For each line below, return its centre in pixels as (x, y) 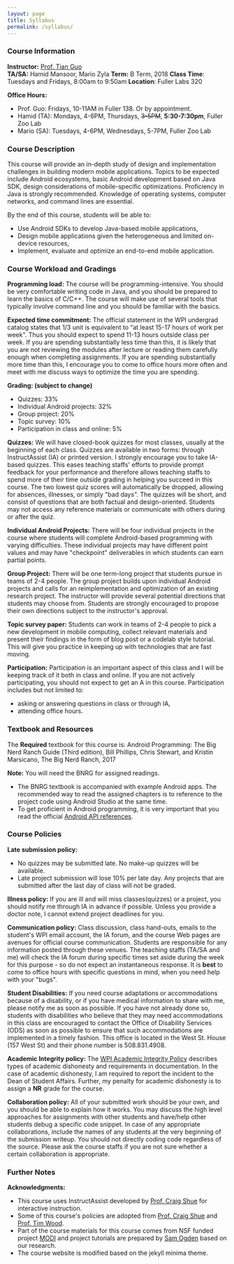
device (27, 243)
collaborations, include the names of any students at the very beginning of (114, 1132)
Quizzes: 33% (37, 399)
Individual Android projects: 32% (65, 407)
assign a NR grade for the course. (56, 1088)
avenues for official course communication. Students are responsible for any (117, 942)
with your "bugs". (32, 979)
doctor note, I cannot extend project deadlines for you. (86, 913)
